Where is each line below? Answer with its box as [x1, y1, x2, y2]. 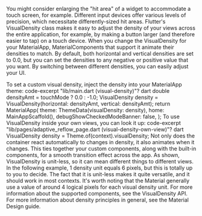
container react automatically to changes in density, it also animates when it [6, 139, 195, 145]
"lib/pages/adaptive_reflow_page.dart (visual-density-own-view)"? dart [6, 126, 184, 133]
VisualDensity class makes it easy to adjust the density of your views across [6, 24, 196, 31]
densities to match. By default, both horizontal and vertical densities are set [6, 50, 194, 57]
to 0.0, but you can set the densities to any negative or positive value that [6, 57, 189, 63]
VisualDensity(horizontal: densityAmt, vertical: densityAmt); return [6, 100, 171, 107]
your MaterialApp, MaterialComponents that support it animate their [6, 43, 175, 51]
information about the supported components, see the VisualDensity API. [6, 190, 188, 197]
